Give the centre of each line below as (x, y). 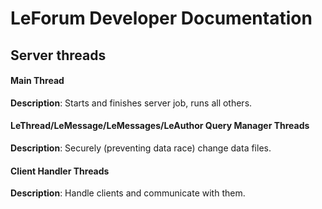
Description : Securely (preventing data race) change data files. (141, 148)
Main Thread (37, 81)
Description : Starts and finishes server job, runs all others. (131, 103)
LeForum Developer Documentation (161, 18)
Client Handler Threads (60, 171)
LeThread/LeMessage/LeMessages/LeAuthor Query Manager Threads (160, 126)
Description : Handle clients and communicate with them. (128, 193)
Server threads (58, 55)
